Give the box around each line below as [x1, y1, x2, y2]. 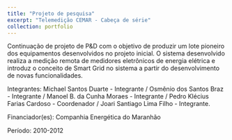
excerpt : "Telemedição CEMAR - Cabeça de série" [7, 17, 151, 24]
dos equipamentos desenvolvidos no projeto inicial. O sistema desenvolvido [7, 49, 225, 58]
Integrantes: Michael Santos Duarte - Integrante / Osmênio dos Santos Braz [7, 85, 224, 94]
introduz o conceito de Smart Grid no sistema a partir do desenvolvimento [7, 64, 220, 73]
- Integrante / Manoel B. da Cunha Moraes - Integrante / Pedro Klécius [7, 92, 209, 100]
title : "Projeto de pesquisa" [7, 10, 95, 17]
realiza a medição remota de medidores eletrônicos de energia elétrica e [7, 57, 216, 65]
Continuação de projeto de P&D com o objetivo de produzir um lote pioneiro [7, 42, 225, 51]
